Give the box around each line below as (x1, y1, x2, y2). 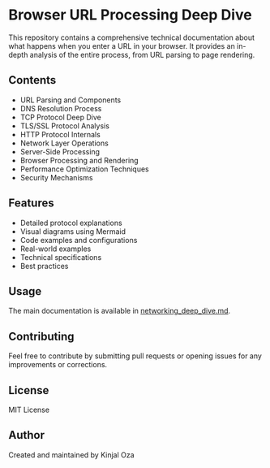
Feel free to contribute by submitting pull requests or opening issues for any (8, 351, 262, 361)
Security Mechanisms (19, 172, 93, 182)
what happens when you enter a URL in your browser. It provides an (8, 41, 235, 50)
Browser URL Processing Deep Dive (8, 6, 253, 24)
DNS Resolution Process (19, 103, 102, 113)
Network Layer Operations (19, 138, 109, 148)
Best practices (19, 261, 69, 271)
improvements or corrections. (8, 360, 108, 370)
